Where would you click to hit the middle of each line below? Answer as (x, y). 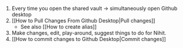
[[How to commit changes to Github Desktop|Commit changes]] (89, 39)
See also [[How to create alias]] (58, 27)
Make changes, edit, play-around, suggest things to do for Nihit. (89, 33)
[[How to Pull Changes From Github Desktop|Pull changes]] (83, 21)
